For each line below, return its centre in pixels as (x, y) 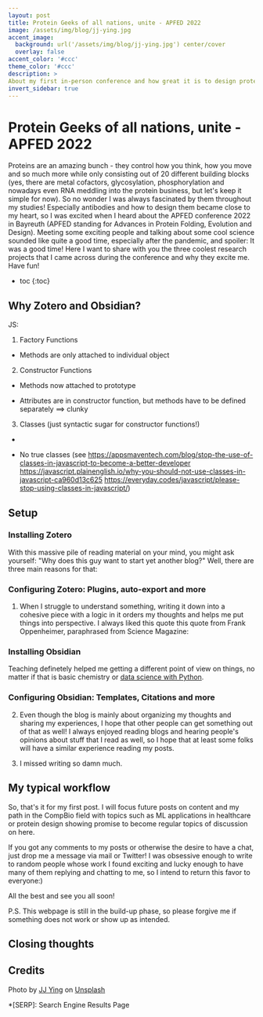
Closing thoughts (51, 944)
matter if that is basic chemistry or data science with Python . (106, 677)
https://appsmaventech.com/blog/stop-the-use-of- (171, 455)
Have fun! (24, 266)
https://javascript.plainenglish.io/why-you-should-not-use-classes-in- (133, 471)
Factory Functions (49, 340)
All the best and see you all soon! (61, 895)
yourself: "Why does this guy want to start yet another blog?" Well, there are (131, 560)
